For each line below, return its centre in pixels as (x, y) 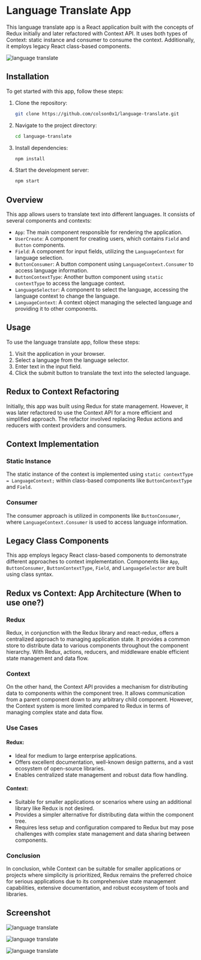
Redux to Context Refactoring (63, 391)
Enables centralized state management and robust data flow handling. (101, 775)
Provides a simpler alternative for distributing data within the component (104, 814)
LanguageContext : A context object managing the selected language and (103, 302)
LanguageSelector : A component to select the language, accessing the (102, 290)
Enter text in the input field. (48, 366)
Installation (28, 76)
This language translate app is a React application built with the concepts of (100, 27)
